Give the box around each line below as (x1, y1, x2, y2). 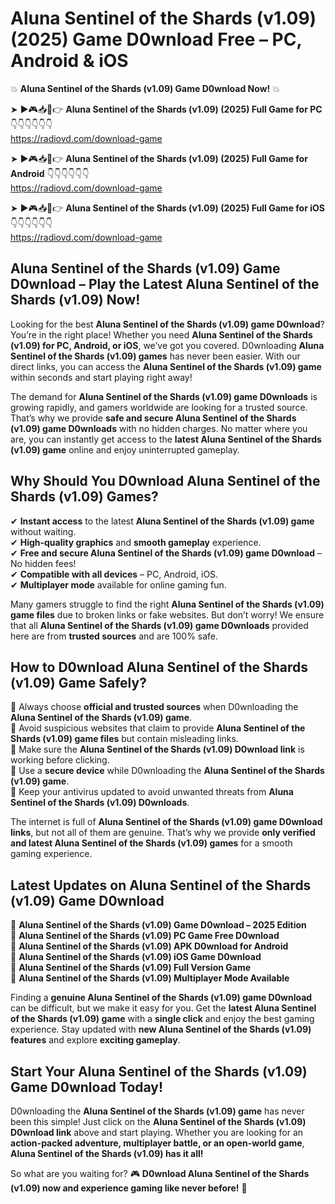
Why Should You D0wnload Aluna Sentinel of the (10, 473, 321, 490)
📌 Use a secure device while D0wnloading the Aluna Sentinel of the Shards (10, 765, 325, 777)
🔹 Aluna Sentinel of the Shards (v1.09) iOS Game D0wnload (10, 951, 262, 963)
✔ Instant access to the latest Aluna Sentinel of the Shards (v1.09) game (10, 515, 315, 527)
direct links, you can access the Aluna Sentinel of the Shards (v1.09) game (10, 360, 322, 372)
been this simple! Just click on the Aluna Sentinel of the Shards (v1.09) (10, 1116, 307, 1127)
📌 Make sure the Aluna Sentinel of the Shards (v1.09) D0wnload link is (10, 743, 305, 756)
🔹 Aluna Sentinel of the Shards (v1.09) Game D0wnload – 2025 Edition (10, 919, 307, 931)
